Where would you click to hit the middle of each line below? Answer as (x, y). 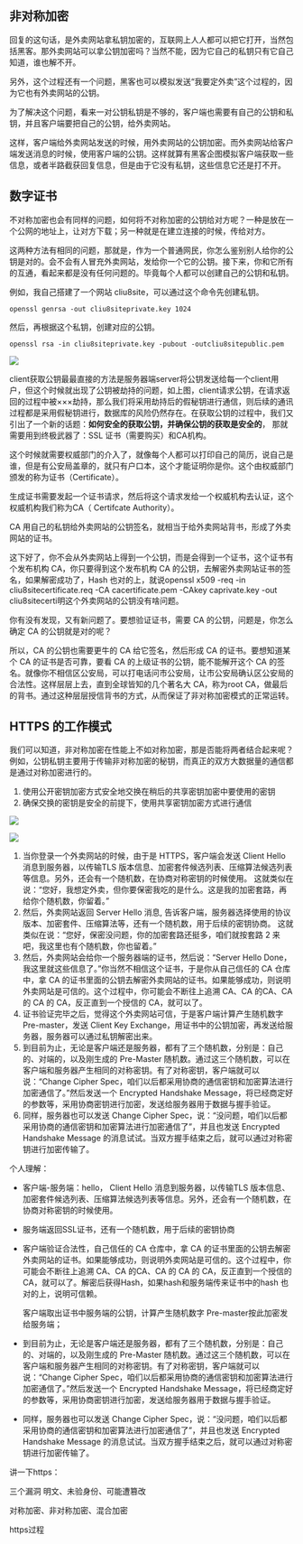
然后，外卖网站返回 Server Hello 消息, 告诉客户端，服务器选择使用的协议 (156, 912)
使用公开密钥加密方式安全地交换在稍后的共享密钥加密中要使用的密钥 (149, 792)
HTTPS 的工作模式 (61, 726)
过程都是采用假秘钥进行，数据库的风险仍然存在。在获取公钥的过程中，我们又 (151, 413)
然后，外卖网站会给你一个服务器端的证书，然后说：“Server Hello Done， (157, 958)
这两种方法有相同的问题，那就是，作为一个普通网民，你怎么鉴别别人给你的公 (151, 250)
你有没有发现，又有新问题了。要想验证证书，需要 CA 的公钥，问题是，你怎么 (151, 619)
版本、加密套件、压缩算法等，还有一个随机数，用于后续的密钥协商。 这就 (158, 924)
